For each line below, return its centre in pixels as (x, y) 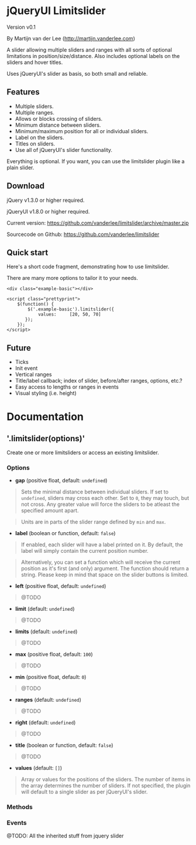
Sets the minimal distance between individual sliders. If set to (95, 492)
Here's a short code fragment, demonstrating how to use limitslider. (88, 267)
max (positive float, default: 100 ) (54, 654)
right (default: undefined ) (45, 722)
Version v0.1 (21, 27)
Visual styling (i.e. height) (46, 393)
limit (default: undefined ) (45, 609)
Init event (26, 369)
